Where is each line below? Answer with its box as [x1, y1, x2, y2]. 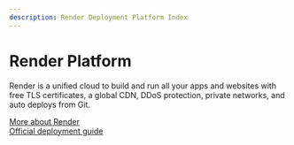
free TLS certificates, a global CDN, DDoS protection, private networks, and [9, 89, 285, 100]
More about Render [9, 116, 81, 126]
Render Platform [9, 50, 132, 71]
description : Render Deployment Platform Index [9, 12, 189, 22]
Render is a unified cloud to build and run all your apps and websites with [9, 80, 277, 91]
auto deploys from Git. [9, 99, 91, 110]
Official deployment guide [9, 126, 104, 136]
